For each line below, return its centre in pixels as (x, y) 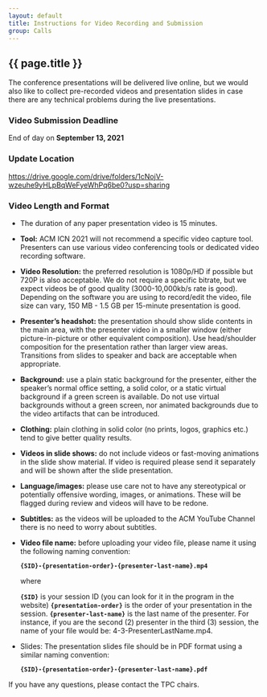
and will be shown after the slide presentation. (97, 470)
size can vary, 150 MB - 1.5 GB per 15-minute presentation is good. (130, 305)
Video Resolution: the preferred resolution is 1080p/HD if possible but (136, 272)
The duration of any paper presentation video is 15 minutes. (119, 223)
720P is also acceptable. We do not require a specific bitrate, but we (133, 280)
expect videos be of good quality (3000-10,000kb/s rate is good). (129, 289)
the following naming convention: (75, 551)
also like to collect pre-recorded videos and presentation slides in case (126, 91)
